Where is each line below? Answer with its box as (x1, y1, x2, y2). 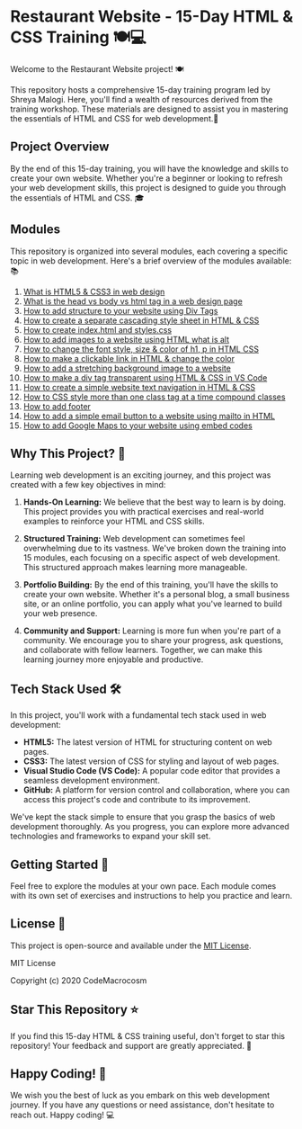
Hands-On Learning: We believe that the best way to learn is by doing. (22, 497, 287, 507)
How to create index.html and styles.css (22, 324, 173, 335)
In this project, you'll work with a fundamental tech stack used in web (10, 710, 267, 721)
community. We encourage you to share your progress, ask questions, (22, 635, 284, 646)
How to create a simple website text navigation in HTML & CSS (22, 381, 256, 392)
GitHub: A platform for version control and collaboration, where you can (22, 784, 290, 795)
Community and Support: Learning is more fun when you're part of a (22, 625, 281, 636)
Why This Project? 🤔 (10, 445, 126, 461)
